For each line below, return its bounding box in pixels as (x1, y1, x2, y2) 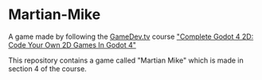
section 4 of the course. (8, 63, 88, 73)
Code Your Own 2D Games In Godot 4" (8, 40, 137, 49)
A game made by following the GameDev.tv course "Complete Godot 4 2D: (8, 32, 254, 41)
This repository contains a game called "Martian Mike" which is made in (8, 55, 244, 65)
